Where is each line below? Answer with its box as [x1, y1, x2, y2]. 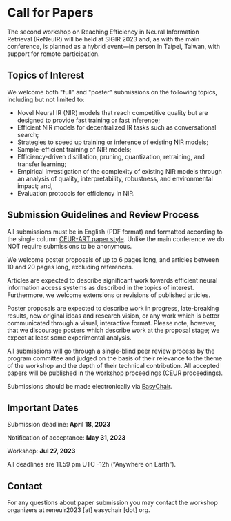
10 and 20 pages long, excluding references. [7, 263, 134, 271]
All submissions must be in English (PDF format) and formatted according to [7, 227, 223, 236]
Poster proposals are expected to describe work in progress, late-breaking [7, 304, 219, 312]
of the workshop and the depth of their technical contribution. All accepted [7, 361, 220, 369]
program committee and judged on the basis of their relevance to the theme [7, 354, 223, 362]
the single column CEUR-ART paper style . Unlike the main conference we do [7, 234, 225, 243]
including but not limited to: [7, 95, 85, 103]
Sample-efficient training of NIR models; [17, 145, 132, 153]
